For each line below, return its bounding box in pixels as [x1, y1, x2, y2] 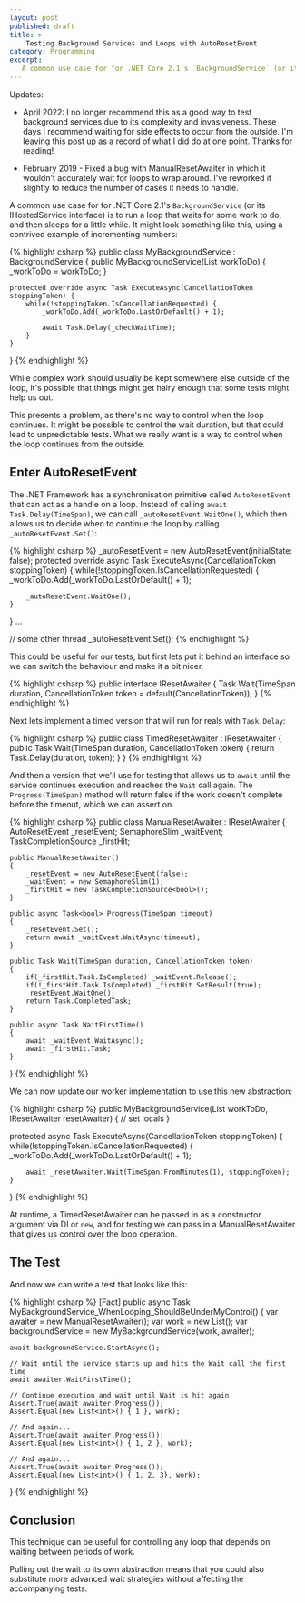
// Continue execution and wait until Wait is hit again [9, 1390, 230, 1400]
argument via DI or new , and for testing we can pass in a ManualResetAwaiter [9, 1218, 296, 1229]
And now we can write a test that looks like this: [9, 1278, 188, 1289]
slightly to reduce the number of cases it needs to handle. [22, 182, 239, 193]
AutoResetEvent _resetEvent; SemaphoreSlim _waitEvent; [9, 826, 224, 837]
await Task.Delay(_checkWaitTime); [42, 323, 177, 332]
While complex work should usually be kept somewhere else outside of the [9, 372, 290, 383]
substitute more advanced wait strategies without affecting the [9, 1574, 244, 1585]
